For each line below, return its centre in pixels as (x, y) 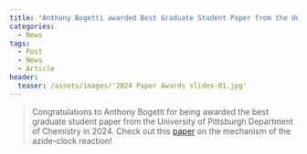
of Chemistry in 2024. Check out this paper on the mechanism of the (161, 131)
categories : (32, 26)
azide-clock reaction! (72, 140)
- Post (30, 52)
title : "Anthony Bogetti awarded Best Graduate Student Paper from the (148, 18)
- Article (36, 69)
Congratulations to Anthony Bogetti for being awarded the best (150, 111)
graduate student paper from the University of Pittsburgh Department (163, 121)
